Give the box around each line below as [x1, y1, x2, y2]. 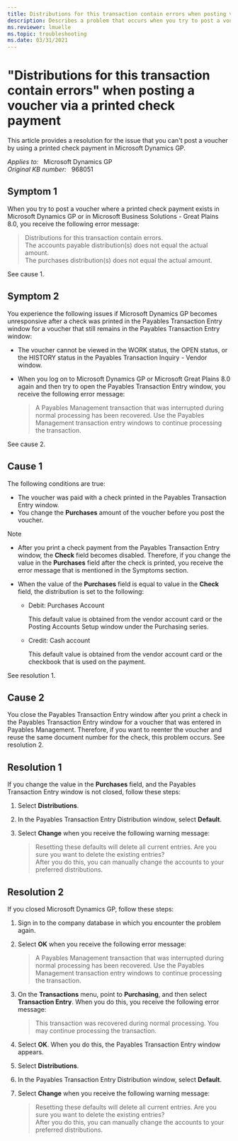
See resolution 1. [7, 671, 56, 679]
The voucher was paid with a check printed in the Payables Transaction [17, 493, 227, 502]
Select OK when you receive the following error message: [17, 939, 186, 948]
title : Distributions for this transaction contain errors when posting [7, 10, 227, 18]
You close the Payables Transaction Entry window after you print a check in [7, 710, 228, 719]
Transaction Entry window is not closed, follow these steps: [7, 788, 181, 796]
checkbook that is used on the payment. [28, 657, 147, 666]
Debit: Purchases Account [28, 601, 105, 610]
